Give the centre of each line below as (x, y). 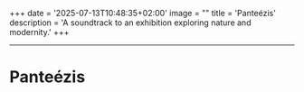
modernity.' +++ (39, 32)
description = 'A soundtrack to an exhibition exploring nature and (130, 23)
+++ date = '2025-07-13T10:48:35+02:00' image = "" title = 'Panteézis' (142, 13)
